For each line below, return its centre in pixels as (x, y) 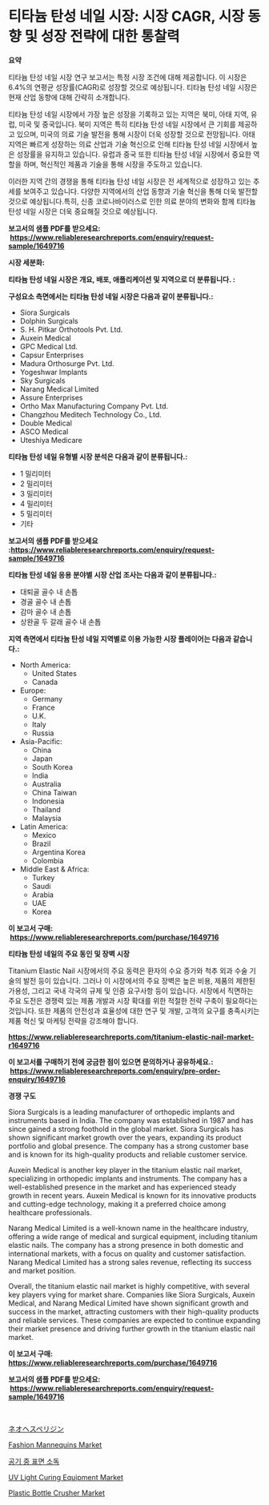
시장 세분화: (27, 262)
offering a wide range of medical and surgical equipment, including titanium (133, 1236)
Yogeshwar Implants (54, 372)
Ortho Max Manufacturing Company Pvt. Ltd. (94, 406)
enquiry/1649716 (37, 1079)
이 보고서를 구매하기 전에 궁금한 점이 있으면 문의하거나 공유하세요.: (111, 1061)
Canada (45, 682)
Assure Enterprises (51, 397)
